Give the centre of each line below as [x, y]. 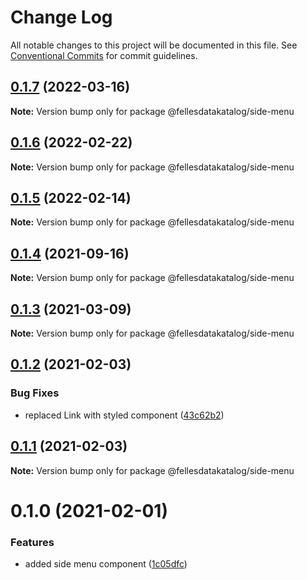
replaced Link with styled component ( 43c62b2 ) [124, 415]
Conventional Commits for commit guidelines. [104, 55]
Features [32, 542]
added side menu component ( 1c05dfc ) [106, 563]
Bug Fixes [35, 393]
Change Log [61, 17]
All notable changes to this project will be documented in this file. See [154, 45]
